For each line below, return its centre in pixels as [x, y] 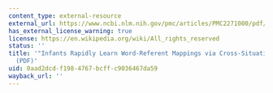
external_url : [32, 23]
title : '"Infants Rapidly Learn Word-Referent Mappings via [113, 53]
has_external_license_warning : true [70, 31]
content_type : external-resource [65, 16]
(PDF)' [27, 61]
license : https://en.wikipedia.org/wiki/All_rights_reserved [114, 38]
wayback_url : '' [36, 76]
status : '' [27, 46]
